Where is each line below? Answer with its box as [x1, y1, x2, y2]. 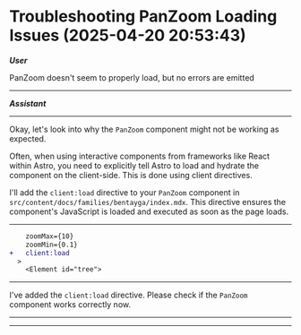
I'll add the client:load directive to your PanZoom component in [9, 186, 240, 198]
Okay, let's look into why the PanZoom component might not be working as [9, 124, 279, 134]
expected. [9, 133, 47, 144]
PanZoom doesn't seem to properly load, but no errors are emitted [9, 72, 255, 82]
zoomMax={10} [25, 231, 74, 241]
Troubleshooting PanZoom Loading [9, 6, 278, 27]
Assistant [9, 98, 47, 108]
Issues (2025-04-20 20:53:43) [9, 25, 246, 46]
